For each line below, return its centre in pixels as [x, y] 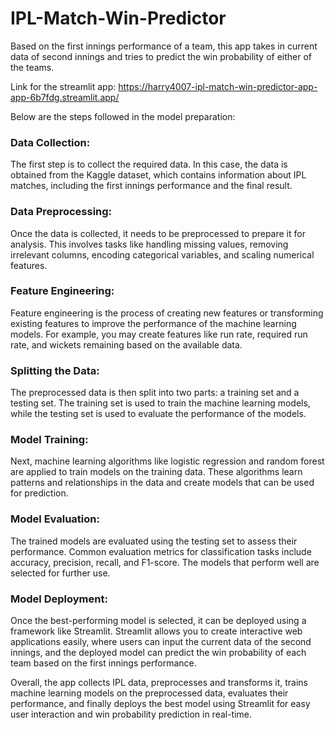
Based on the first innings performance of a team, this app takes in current [164, 46]
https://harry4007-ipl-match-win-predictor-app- [218, 86]
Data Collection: [50, 142]
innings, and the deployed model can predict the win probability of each [158, 653]
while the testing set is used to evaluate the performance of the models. [158, 414]
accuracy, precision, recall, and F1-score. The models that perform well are [165, 562]
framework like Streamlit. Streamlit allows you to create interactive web [156, 631]
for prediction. [39, 493]
